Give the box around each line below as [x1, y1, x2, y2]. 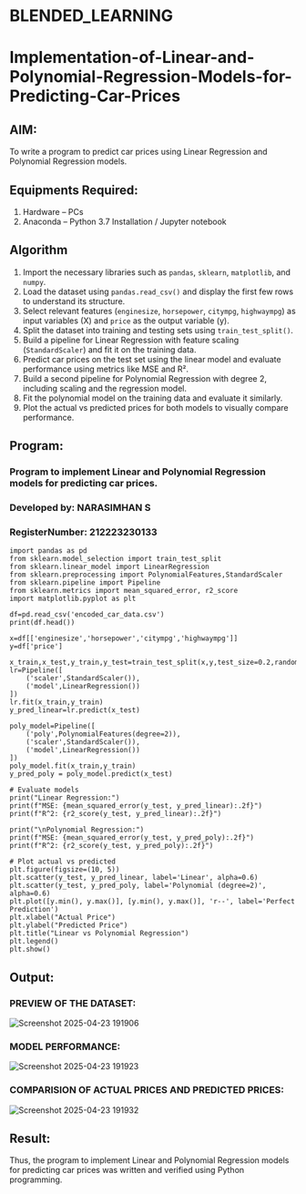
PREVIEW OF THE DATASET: [9, 996, 137, 1009]
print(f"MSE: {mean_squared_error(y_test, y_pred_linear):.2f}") [9, 801, 262, 811]
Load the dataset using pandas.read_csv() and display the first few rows [22, 286, 294, 297]
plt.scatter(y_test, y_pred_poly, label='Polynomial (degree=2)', [9, 881, 267, 891]
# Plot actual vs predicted [9, 857, 117, 866]
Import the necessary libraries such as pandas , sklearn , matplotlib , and [22, 266, 291, 278]
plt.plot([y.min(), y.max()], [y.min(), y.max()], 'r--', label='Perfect [9, 897, 296, 906]
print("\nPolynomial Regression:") [9, 825, 145, 834]
